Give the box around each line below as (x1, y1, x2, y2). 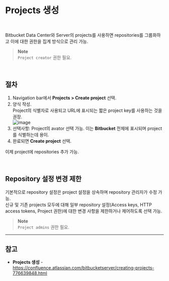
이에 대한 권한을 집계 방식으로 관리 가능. (10, 38, 89, 44)
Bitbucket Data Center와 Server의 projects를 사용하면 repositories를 (5, 32, 143, 38)
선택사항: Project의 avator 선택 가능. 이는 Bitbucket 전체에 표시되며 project (12, 125, 162, 131)
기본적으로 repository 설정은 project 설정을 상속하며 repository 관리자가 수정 (5, 189, 157, 195)
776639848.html (12, 270, 47, 276)
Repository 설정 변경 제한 (5, 175, 82, 183)
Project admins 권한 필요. (17, 224, 69, 230)
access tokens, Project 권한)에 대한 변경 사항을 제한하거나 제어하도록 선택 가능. (5, 208, 162, 214)
